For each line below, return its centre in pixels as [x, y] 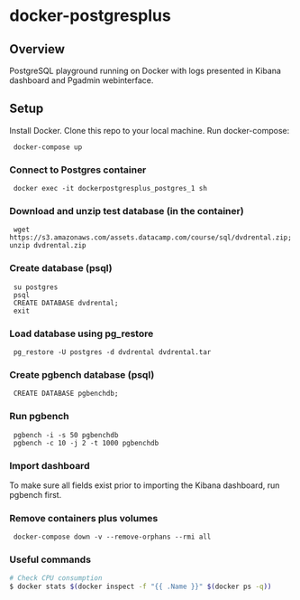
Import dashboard [50, 465]
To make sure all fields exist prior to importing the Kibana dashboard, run [145, 485]
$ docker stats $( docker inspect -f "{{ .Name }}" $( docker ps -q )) [141, 587]
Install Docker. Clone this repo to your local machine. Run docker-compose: [150, 130]
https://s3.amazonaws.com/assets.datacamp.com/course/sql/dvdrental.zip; [151, 238]
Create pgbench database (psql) [82, 374]
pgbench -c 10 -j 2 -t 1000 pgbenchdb [86, 443]
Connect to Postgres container [78, 170]
